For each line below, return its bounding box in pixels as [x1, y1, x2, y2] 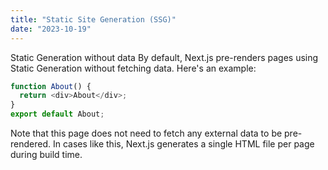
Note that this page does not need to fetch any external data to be [10, 127, 283, 139]
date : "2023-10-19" [10, 24, 92, 34]
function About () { [10, 81, 92, 91]
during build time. [10, 149, 83, 160]
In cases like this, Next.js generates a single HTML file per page [52, 138, 315, 150]
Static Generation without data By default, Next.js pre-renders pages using [10, 51, 319, 63]
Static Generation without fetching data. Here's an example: [10, 62, 257, 74]
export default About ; [10, 109, 105, 120]
